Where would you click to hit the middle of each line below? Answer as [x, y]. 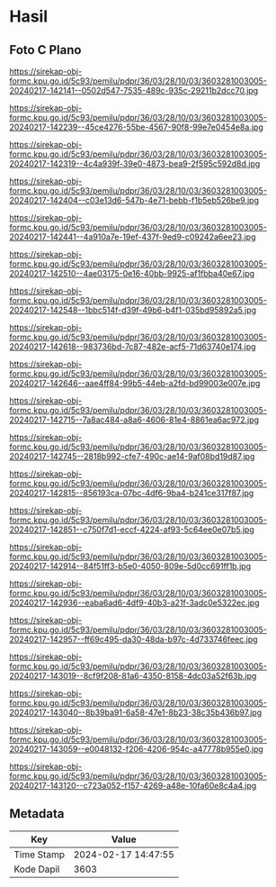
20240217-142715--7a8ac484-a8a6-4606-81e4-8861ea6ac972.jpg [134, 420]
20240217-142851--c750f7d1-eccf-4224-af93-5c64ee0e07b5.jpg [132, 529]
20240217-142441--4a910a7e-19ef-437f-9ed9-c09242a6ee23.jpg [133, 237]
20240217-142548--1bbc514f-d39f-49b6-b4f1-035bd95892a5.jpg [133, 310]
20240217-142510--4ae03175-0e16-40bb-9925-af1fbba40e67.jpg [132, 273]
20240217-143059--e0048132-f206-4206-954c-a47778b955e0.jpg [136, 749]
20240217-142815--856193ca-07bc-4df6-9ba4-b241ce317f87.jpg [132, 493]
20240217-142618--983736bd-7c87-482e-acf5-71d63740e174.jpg [133, 347]
